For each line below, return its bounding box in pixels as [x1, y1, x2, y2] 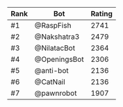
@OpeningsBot [34, 55, 85, 64]
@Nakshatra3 [34, 32, 80, 41]
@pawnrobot [34, 88, 77, 98]
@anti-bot [34, 66, 69, 75]
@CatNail [34, 77, 66, 86]
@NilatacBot [34, 43, 75, 53]
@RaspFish [34, 21, 72, 30]
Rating [90, 9, 113, 18]
